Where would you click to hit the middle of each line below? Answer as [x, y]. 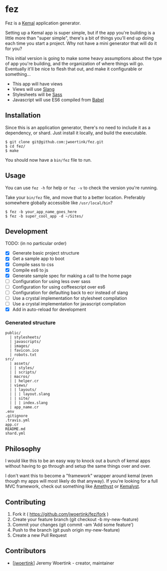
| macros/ [20, 377]
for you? [14, 48]
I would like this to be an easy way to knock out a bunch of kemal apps [78, 461]
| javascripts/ [25, 342]
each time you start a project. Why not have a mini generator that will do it [81, 43]
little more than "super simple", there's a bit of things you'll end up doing [80, 38]
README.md [15, 429]
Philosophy [23, 448]
